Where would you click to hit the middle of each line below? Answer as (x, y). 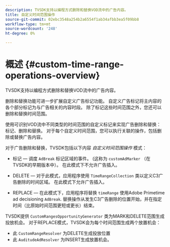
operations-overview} (53, 76)
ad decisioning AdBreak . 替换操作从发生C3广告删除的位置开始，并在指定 (87, 199)
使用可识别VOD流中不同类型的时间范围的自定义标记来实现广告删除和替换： (83, 124)
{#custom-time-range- (74, 65)
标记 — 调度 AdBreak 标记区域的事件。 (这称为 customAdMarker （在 (81, 158)
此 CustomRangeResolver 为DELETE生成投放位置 (61, 233)
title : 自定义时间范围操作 (30, 15)
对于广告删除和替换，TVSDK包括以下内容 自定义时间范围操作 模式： (76, 148)
